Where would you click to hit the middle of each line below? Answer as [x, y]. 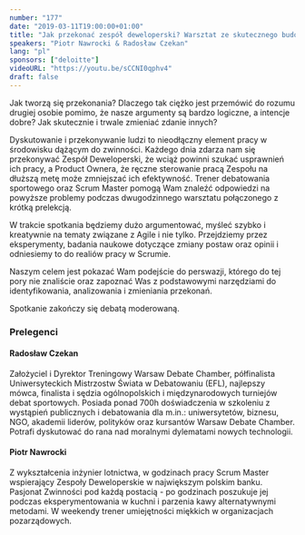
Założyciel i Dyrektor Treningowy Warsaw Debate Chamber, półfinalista [142, 373]
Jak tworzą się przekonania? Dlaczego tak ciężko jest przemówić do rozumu [152, 103]
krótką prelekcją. [41, 207]
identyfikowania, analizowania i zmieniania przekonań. [111, 291]
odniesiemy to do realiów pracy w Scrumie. [90, 253]
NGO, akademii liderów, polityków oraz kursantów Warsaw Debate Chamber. [152, 421]
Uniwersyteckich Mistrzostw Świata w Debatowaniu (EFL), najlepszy [138, 383]
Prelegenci [34, 332]
